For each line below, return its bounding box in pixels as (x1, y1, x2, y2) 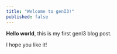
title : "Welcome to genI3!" (6, 8, 75, 15)
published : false (6, 14, 49, 20)
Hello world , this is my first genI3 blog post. (6, 30, 112, 37)
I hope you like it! (6, 41, 47, 48)
